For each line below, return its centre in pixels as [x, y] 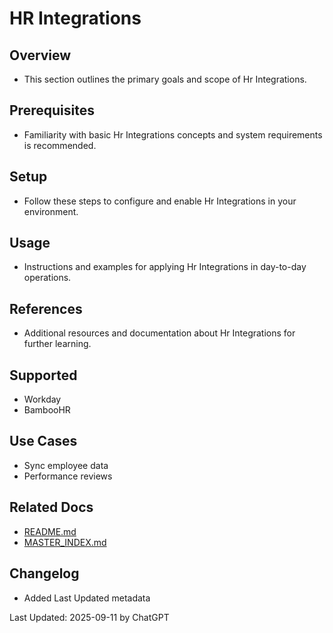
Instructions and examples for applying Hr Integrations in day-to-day [165, 267]
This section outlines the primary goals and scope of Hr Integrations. [165, 79]
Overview [40, 55]
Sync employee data [66, 465]
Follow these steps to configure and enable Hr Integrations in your [160, 201]
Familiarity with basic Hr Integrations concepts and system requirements [173, 134]
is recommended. [60, 145]
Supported [43, 375]
